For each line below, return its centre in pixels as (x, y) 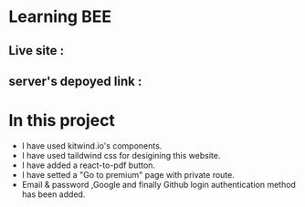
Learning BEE (60, 17)
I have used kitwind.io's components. (92, 145)
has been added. (53, 194)
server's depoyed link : (75, 81)
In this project (62, 121)
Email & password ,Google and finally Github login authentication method (158, 184)
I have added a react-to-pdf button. (89, 165)
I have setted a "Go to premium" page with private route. (128, 174)
